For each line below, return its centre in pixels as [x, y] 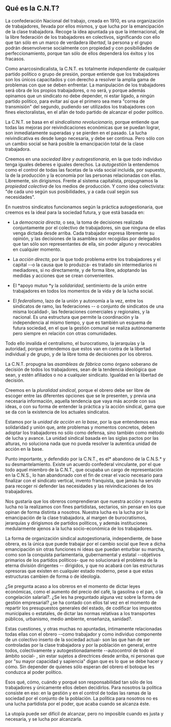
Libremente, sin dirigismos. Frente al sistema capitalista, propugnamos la [82, 180]
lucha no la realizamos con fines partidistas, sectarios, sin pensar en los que [85, 507]
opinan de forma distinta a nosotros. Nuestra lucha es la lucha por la [77, 512]
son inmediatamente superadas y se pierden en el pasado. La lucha [76, 133]
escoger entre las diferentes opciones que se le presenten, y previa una [81, 395]
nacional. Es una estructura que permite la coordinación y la [76, 317]
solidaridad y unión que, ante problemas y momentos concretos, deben [80, 427]
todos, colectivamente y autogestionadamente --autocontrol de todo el [80, 650]
